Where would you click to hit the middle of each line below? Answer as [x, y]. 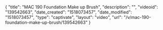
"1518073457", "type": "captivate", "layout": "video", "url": [64, 17]
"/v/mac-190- [137, 17]
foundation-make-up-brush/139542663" [46, 22]
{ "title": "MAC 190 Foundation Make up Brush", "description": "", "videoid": [81, 7]
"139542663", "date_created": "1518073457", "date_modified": [69, 12]
